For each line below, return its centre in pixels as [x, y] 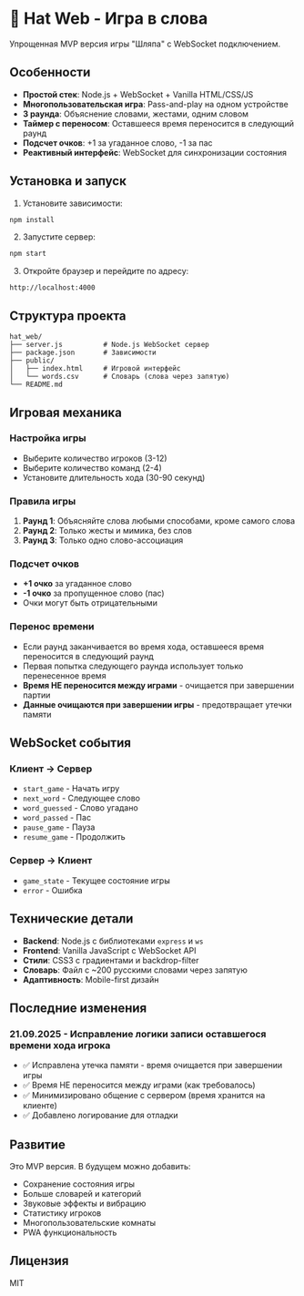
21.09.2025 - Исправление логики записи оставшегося [138, 1034]
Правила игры [43, 501]
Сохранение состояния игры [78, 1184]
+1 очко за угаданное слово [77, 584]
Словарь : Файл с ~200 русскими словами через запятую [135, 970]
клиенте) [40, 1106]
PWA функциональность [70, 1232]
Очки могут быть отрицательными [90, 603]
